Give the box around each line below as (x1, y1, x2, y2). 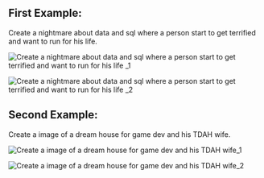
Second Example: (8, 108, 98, 122)
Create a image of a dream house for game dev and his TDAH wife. (8, 129, 231, 139)
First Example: (8, 6, 82, 20)
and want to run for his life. (8, 36, 98, 46)
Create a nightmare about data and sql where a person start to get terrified (8, 27, 256, 37)
